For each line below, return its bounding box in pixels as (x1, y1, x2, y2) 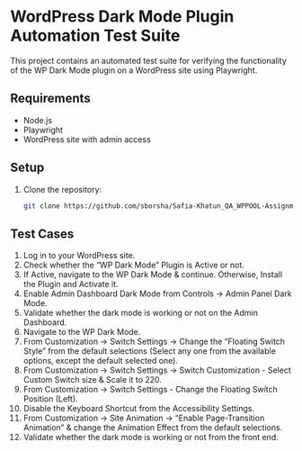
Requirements (10, 91, 91, 106)
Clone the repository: (22, 184, 102, 194)
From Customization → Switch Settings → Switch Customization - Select (22, 365, 291, 375)
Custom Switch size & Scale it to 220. (22, 374, 163, 385)
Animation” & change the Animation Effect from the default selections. (22, 422, 283, 433)
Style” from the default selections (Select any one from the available (22, 346, 277, 356)
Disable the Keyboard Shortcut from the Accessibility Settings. (22, 403, 255, 414)
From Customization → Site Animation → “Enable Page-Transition (22, 412, 265, 424)
